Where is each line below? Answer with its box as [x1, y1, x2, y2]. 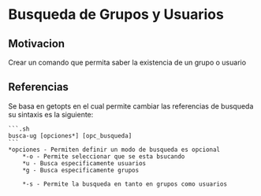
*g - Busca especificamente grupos [22, 166, 140, 174]
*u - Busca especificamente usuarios [22, 159, 147, 167]
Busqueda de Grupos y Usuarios [8, 6, 225, 24]
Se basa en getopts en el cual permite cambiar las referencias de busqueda [8, 101, 254, 111]
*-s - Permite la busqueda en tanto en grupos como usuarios [22, 179, 227, 188]
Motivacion [8, 37, 65, 50]
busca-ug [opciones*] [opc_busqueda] [8, 131, 132, 139]
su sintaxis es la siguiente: [8, 109, 94, 119]
